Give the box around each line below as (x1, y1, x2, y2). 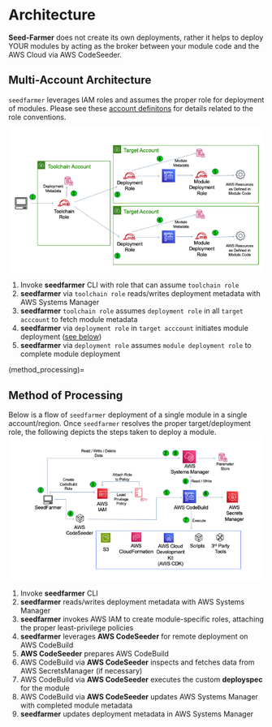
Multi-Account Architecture (8, 73, 152, 87)
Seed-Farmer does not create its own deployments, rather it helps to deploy (8, 32, 264, 42)
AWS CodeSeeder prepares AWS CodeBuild (19, 648, 169, 658)
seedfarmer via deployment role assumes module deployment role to (19, 341, 252, 351)
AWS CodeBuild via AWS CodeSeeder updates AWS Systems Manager (19, 691, 258, 701)
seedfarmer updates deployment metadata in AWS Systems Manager (19, 708, 254, 719)
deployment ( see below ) (19, 332, 102, 342)
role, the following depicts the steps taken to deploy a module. (8, 428, 217, 437)
